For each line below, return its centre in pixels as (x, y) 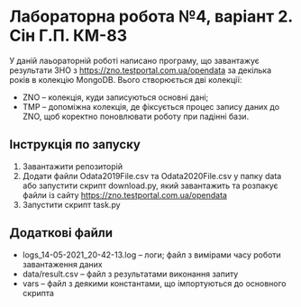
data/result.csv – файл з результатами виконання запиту (130, 274)
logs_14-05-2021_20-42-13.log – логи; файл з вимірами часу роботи (151, 255)
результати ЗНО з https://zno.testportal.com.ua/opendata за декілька (141, 70)
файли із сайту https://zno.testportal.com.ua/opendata (125, 194)
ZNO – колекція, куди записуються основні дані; (115, 97)
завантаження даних (62, 264)
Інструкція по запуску (75, 144)
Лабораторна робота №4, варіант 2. (151, 17)
